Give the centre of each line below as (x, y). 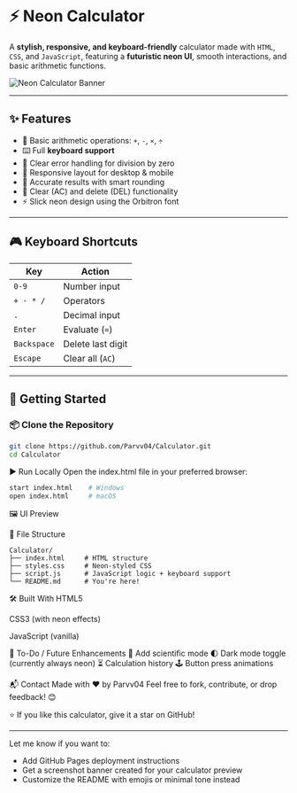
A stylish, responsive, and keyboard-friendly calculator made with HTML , (142, 47)
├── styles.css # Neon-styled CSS (80, 566)
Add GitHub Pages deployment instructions (101, 760)
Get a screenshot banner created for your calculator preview (132, 770)
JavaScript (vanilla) (44, 636)
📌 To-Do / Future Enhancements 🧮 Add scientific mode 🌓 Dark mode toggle (148, 653)
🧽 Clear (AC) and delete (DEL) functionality (100, 191)
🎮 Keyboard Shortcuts (74, 242)
